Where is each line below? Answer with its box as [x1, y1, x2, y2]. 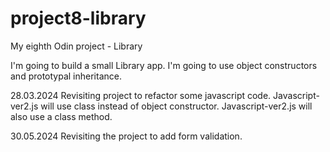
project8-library [10, 7, 147, 30]
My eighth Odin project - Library [10, 40, 143, 52]
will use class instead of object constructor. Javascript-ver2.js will [40, 100, 313, 112]
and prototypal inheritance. [10, 70, 122, 82]
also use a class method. [10, 110, 113, 122]
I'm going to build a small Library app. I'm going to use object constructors [10, 59, 318, 71]
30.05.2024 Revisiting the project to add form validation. [10, 130, 243, 142]
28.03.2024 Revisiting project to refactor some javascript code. [10, 89, 272, 101]
